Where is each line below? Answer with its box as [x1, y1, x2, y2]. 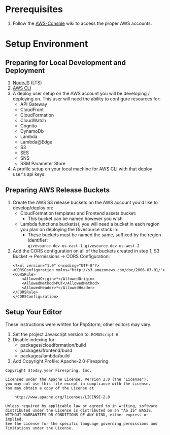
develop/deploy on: [12, 204, 53, 211]
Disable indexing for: [12, 336, 56, 343]
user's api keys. [12, 171, 46, 177]
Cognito [20, 123, 37, 129]
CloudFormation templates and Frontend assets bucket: [20, 210, 137, 216]
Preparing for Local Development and [5, 58, 126, 67]
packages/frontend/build [20, 347, 73, 353]
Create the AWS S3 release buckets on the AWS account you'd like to [12, 199, 158, 205]
